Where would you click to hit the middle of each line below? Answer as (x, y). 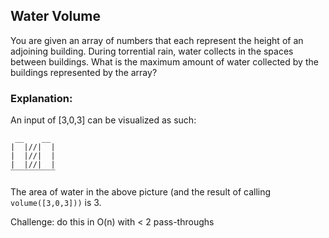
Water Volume (56, 16)
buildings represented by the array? (84, 72)
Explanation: (41, 98)
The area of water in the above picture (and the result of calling (141, 192)
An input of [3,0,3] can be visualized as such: (103, 120)
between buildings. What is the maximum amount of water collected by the (164, 61)
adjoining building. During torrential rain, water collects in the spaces (152, 51)
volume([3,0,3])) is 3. (56, 203)
